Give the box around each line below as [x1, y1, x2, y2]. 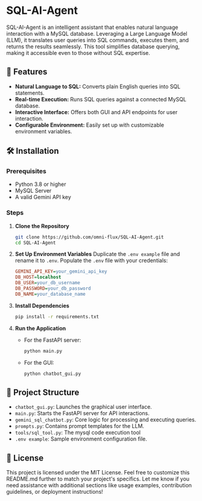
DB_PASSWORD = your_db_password [14, 286, 92, 292]
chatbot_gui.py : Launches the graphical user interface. [14, 403, 153, 410]
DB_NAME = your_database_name [14, 291, 86, 297]
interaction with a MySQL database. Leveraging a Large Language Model [6, 30, 188, 37]
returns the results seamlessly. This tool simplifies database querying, [6, 43, 180, 50]
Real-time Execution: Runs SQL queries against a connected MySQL [14, 95, 187, 103]
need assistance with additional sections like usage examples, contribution [6, 482, 192, 489]
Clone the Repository [14, 222, 69, 229]
